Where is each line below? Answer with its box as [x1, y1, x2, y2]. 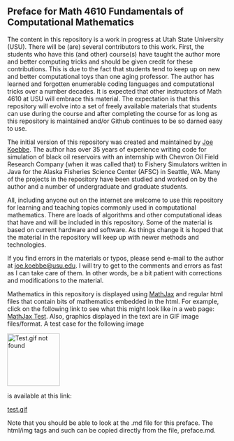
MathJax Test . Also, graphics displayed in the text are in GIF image [7, 312, 199, 320]
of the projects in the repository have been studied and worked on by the [7, 175, 218, 183]
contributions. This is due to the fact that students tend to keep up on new [7, 64, 221, 73]
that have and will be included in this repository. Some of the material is [7, 218, 213, 226]
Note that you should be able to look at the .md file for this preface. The [7, 419, 213, 427]
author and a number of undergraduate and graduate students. [7, 182, 189, 191]
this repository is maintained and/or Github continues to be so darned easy [7, 117, 223, 125]
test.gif [7, 405, 28, 413]
